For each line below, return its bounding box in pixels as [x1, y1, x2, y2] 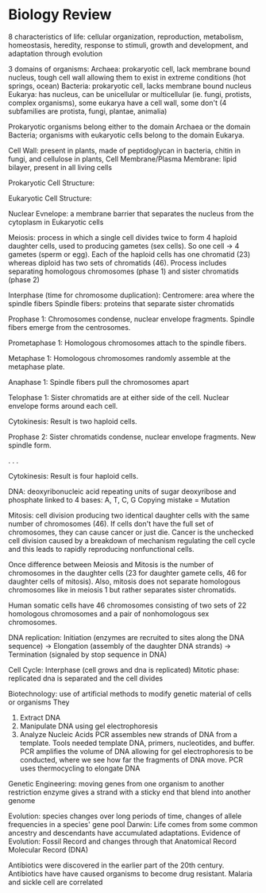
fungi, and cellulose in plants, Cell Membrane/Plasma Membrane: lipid [8, 153, 237, 164]
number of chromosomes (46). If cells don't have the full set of [8, 518, 214, 528]
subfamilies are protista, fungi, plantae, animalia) [8, 106, 168, 116]
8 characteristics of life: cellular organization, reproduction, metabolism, [8, 32, 244, 41]
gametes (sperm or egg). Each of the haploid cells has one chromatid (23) [8, 249, 251, 259]
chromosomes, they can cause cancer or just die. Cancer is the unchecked [8, 527, 254, 537]
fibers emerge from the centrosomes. [8, 322, 131, 332]
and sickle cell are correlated [8, 877, 103, 887]
